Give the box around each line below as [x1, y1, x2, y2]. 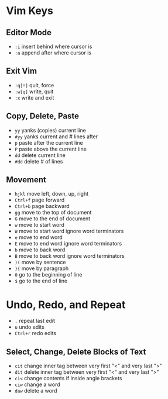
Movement [6, 175, 47, 185]
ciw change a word [14, 381, 60, 388]
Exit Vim [6, 66, 37, 76]
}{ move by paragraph [14, 265, 69, 272]
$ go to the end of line [14, 277, 68, 285]
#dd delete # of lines [14, 158, 63, 165]
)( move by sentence [14, 259, 66, 266]
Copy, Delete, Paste [6, 111, 79, 121]
